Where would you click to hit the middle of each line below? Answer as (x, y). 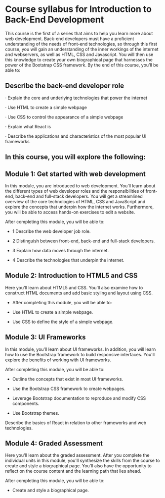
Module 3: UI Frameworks (45, 337)
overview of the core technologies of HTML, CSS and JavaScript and (75, 201)
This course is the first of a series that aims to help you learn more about (79, 33)
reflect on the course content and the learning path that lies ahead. (73, 471)
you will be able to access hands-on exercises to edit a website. (70, 212)
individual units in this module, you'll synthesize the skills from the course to (82, 461)
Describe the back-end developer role (65, 86)
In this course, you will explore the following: (75, 157)
